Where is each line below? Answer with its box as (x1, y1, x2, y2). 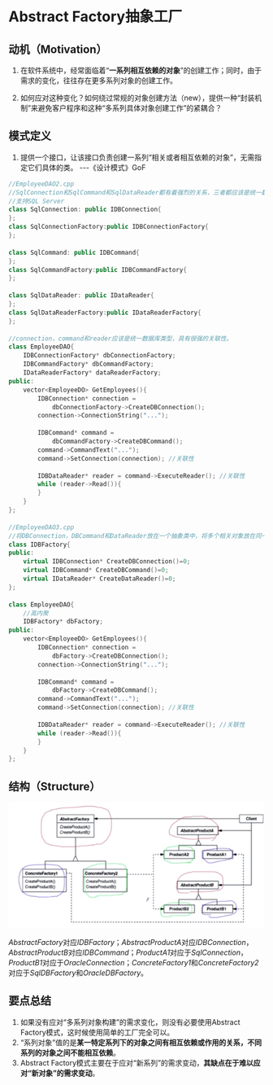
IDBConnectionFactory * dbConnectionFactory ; (23, 352, 176, 360)
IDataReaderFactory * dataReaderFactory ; (23, 369, 162, 377)
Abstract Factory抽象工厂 (8, 7, 183, 26)
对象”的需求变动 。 (38, 1068, 100, 1078)
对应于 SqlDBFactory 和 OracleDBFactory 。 (8, 968, 149, 978)
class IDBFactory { (8, 540, 71, 549)
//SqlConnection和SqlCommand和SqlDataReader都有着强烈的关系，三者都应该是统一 (8, 188, 262, 196)
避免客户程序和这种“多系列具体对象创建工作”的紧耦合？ (37, 103, 223, 112)
